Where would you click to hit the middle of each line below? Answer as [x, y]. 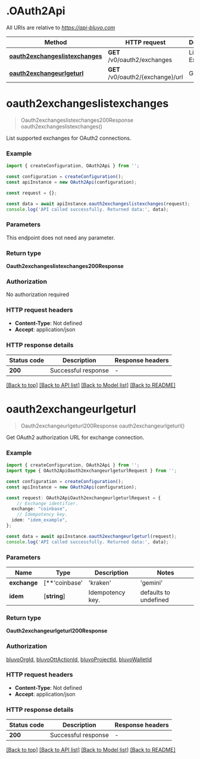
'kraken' [100, 582]
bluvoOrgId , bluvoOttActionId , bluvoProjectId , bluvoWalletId [79, 659]
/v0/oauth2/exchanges [140, 60]
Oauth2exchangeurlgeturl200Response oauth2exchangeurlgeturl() [103, 426]
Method [56, 42]
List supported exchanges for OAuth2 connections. [69, 138]
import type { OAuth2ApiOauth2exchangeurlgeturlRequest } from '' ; [92, 471]
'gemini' [151, 582]
